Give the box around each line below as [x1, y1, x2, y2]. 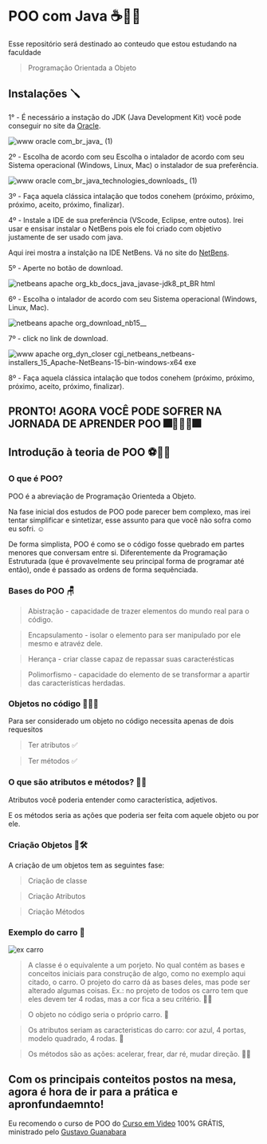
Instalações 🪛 [8, 87, 81, 101]
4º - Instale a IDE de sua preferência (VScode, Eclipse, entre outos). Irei [8, 215, 244, 224]
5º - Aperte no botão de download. [8, 263, 124, 272]
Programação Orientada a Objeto [27, 62, 137, 73]
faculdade [8, 47, 41, 57]
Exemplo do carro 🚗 [8, 927, 85, 938]
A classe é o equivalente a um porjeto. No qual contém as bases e [27, 960, 245, 970]
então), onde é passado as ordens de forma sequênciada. [8, 565, 198, 574]
